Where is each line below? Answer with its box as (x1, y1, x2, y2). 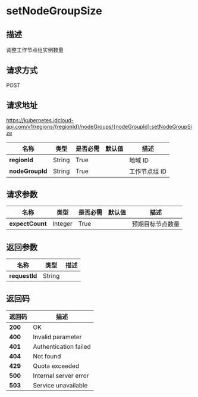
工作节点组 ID (128, 167, 166, 175)
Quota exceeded (33, 362, 79, 370)
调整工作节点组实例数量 (6, 46, 64, 53)
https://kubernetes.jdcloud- (6, 116, 74, 123)
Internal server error (33, 371, 89, 380)
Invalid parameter (33, 333, 82, 341)
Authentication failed (33, 343, 91, 351)
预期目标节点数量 (131, 220, 180, 228)
